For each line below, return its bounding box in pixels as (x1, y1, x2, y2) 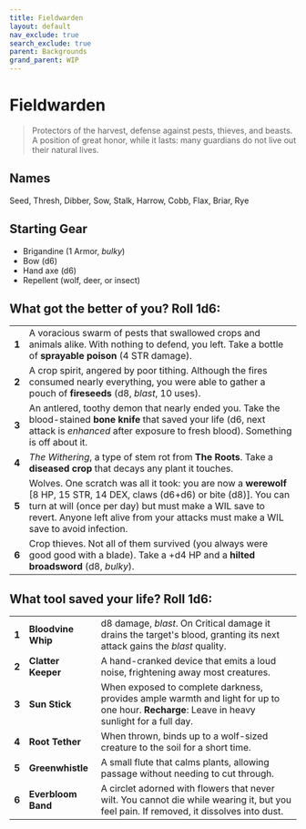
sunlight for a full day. (100, 715, 194, 728)
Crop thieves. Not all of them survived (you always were (28, 537, 269, 550)
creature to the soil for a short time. (100, 742, 252, 754)
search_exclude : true (9, 38, 92, 48)
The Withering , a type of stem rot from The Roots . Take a (28, 451, 273, 464)
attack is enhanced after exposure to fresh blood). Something (28, 425, 292, 437)
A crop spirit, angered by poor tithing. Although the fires (28, 364, 268, 377)
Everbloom (28, 788, 77, 801)
